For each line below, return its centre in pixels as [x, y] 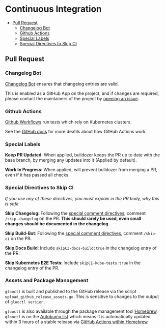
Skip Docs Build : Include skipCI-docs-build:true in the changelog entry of [81, 248]
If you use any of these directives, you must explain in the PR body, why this [82, 198]
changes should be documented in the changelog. [57, 224]
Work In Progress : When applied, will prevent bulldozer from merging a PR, [81, 170]
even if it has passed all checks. [37, 175]
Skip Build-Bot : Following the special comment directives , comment [74, 233]
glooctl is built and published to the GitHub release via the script [71, 291]
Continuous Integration [54, 9]
